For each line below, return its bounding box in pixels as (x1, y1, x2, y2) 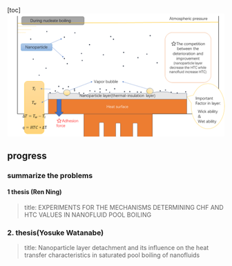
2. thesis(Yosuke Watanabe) (7, 228, 104, 238)
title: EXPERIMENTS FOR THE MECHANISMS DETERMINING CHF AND (23, 204, 224, 212)
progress (7, 150, 47, 161)
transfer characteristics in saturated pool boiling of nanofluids (23, 251, 200, 259)
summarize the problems (7, 170, 93, 180)
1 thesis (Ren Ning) (7, 188, 62, 196)
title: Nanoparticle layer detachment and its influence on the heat (23, 244, 209, 252)
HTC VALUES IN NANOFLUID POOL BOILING (23, 211, 152, 219)
